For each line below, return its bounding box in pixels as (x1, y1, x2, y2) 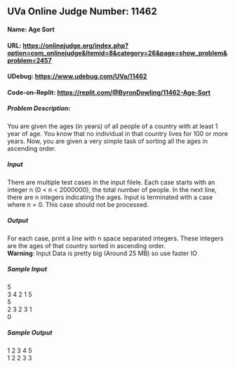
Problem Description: (7, 104, 71, 113)
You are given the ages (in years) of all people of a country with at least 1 (7, 122, 218, 130)
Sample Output (7, 329, 53, 337)
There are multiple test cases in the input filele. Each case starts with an (7, 178, 215, 186)
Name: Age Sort (7, 25, 55, 34)
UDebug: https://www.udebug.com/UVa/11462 (7, 72, 147, 81)
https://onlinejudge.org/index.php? (22, 41, 129, 50)
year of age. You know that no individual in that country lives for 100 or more (7, 129, 229, 137)
